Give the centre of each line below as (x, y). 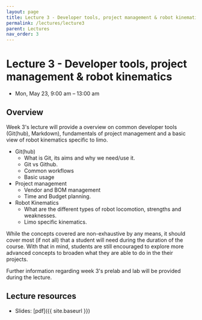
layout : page (23, 12)
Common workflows (49, 171)
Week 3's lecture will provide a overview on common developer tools (92, 127)
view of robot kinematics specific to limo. (57, 140)
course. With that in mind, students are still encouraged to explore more (95, 246)
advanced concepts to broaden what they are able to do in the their (90, 253)
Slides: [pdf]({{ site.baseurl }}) (52, 310)
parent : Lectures (28, 29)
